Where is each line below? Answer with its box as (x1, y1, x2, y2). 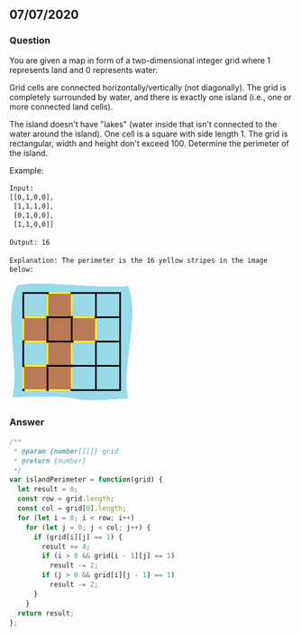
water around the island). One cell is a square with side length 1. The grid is (9, 128, 288, 139)
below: (9, 265, 34, 274)
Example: (9, 164, 44, 175)
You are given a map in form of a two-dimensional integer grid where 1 (9, 54, 271, 66)
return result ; (17, 609, 75, 618)
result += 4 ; (41, 542, 91, 551)
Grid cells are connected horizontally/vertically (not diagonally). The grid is (9, 81, 287, 93)
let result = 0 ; (17, 485, 78, 494)
